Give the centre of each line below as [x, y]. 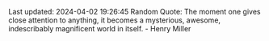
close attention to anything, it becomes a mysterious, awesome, [114, 20]
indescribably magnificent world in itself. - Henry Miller [100, 29]
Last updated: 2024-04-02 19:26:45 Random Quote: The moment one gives [134, 12]
